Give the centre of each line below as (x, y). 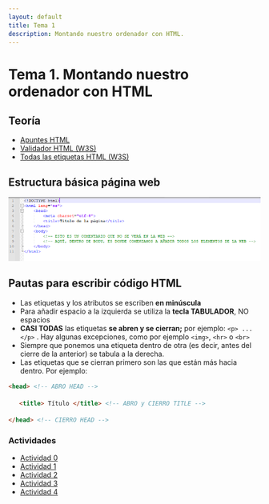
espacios (35, 319)
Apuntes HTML (45, 140)
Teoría (25, 120)
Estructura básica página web (84, 182)
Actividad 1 (38, 466)
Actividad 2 (39, 475)
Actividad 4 (39, 492)
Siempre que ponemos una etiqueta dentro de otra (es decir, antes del (136, 345)
